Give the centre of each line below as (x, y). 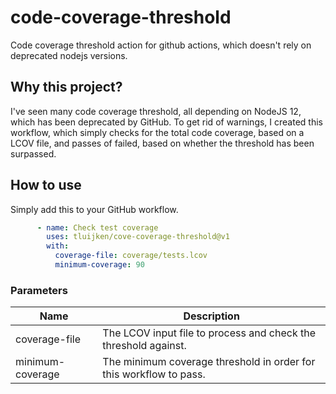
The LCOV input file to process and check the (209, 333)
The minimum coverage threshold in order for (209, 362)
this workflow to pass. (154, 374)
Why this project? (66, 87)
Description (211, 316)
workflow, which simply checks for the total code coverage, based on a (157, 132)
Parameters (39, 290)
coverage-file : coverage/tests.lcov (131, 256)
